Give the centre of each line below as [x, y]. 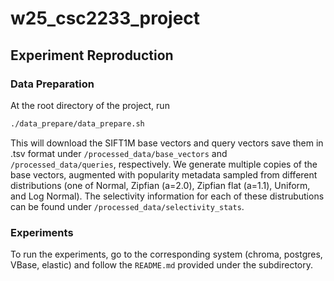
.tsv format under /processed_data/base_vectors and [119, 153]
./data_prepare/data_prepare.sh [77, 123]
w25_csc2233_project [105, 18]
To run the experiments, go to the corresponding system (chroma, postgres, [166, 254]
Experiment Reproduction [92, 55]
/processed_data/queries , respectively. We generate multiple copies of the [164, 164]
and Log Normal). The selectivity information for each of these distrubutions [167, 196]
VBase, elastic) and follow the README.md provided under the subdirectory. [162, 265]
